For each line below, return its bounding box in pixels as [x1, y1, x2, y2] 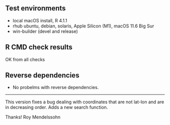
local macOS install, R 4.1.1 [12, 17, 67, 23]
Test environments [5, 4, 66, 13]
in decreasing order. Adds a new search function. [5, 104, 108, 110]
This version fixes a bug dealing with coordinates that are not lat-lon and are [5, 99, 164, 105]
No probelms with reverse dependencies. [12, 85, 99, 91]
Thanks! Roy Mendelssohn [5, 114, 61, 120]
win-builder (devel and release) [12, 28, 78, 34]
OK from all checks [5, 56, 45, 62]
